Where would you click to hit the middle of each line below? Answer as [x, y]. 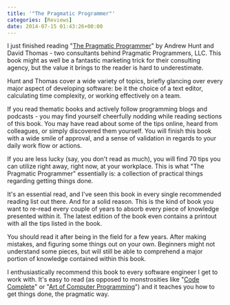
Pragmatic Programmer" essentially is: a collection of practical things [105, 173]
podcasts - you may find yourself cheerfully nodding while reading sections [115, 116]
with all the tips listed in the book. [54, 224]
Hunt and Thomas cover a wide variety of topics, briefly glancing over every [115, 81]
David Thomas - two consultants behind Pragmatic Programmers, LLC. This [114, 53]
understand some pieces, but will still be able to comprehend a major [105, 251]
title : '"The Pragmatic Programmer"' [61, 13]
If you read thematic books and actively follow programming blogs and [107, 109]
